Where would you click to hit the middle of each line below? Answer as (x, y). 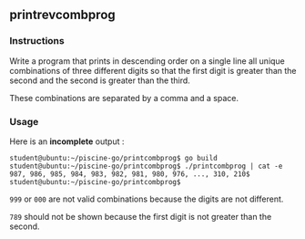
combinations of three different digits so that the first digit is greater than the (153, 70)
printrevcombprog (62, 15)
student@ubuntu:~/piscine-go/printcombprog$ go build (114, 158)
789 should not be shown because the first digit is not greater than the (141, 216)
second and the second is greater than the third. (100, 80)
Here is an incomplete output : (67, 141)
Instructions (37, 41)
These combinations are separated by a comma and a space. (124, 98)
